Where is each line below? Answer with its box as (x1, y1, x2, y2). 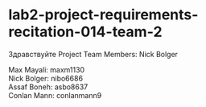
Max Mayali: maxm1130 (8, 64, 85, 74)
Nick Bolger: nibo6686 (8, 73, 83, 83)
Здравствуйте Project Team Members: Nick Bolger (8, 49, 179, 59)
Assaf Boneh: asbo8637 (8, 82, 89, 92)
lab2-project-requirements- (8, 6, 199, 24)
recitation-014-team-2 (8, 23, 163, 41)
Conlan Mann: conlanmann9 (8, 90, 102, 100)
